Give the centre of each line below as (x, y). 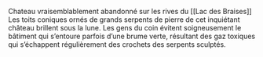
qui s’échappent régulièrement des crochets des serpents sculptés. (117, 45)
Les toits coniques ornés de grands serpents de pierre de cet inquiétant (124, 20)
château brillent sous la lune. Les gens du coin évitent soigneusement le (125, 28)
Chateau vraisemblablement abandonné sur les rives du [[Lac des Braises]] (130, 11)
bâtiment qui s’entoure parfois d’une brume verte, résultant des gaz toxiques (132, 36)
